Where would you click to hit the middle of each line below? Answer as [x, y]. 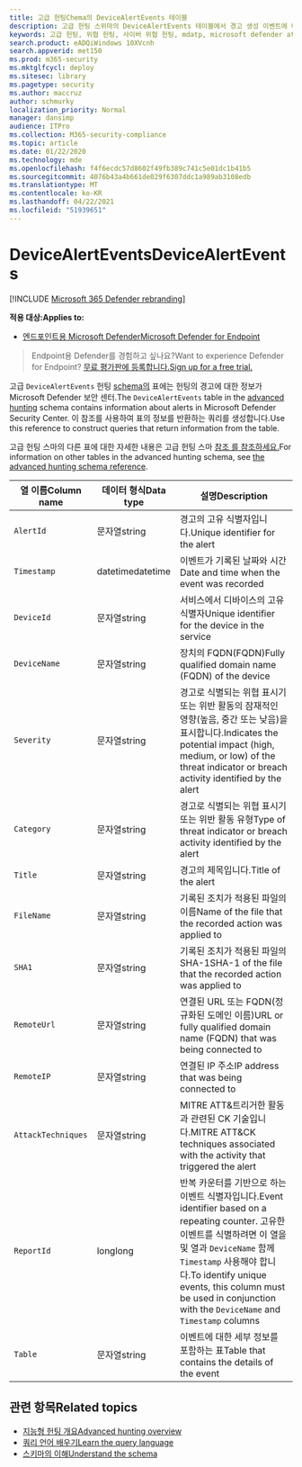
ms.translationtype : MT [54, 185]
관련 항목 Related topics [73, 1408]
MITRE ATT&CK [223, 1132]
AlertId [30, 531]
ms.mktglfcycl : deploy [52, 68]
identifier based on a [223, 1208]
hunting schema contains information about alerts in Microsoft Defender [143, 407]
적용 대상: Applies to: [47, 317]
